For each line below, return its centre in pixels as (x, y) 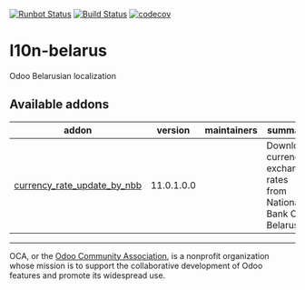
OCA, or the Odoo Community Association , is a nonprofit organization (139, 255)
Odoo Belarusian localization (63, 75)
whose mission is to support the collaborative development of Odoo (136, 265)
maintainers (231, 130)
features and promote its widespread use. (88, 275)
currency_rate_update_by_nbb (78, 185)
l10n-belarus (58, 51)
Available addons (59, 105)
